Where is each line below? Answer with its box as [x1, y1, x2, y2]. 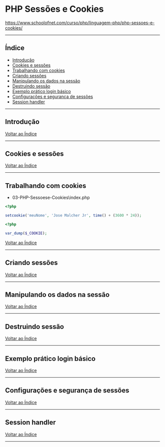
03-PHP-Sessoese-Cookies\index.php [12, 194, 90, 200]
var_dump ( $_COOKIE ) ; [5, 230, 48, 236]
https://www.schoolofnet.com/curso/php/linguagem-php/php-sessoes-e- [5, 20, 155, 26]
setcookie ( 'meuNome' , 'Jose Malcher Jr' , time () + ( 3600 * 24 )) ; [5, 213, 142, 218]
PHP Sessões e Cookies [5, 3, 104, 15]
